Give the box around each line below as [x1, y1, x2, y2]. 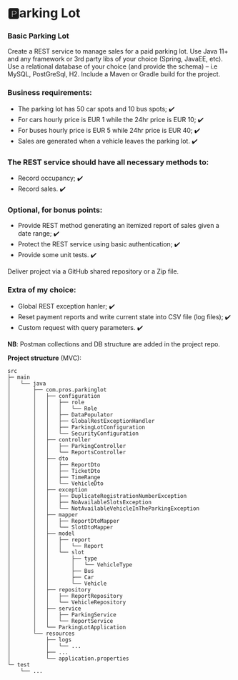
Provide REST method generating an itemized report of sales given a [17, 221, 219, 230]
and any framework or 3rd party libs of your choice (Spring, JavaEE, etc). [7, 55, 223, 64]
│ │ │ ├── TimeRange [7, 474, 101, 481]
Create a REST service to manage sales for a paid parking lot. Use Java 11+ [7, 47, 229, 56]
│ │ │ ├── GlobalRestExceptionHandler [7, 417, 155, 424]
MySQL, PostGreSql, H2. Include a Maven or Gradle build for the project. [7, 70, 221, 79]
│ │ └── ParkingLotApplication [7, 624, 127, 631]
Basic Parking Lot [7, 31, 69, 41]
